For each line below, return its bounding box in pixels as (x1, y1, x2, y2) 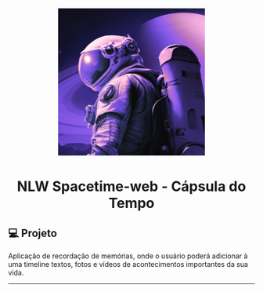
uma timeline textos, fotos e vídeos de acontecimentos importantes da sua (8, 260, 249, 269)
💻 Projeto (8, 226, 57, 239)
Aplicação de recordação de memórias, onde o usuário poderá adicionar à (8, 251, 248, 261)
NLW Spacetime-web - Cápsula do (16, 177, 247, 195)
